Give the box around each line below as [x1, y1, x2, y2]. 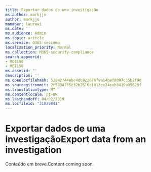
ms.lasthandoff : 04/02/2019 [5, 96, 65, 101]
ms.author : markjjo [5, 12, 47, 17]
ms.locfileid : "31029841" [5, 101, 60, 106]
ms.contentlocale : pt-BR [5, 92, 58, 97]
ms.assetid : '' [5, 69, 37, 74]
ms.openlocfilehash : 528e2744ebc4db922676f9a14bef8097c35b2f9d [5, 78, 142, 83]
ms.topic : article [5, 36, 44, 41]
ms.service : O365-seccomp [5, 40, 60, 45]
